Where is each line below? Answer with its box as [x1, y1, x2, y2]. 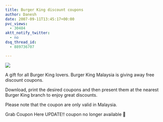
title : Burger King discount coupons [5, 7, 84, 12]
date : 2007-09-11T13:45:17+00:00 [5, 16, 75, 21]
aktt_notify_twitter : [5, 30, 50, 35]
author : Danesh [5, 12, 37, 17]
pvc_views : [5, 21, 28, 26]
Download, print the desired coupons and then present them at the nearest [5, 87, 159, 93]
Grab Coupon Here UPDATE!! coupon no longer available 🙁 [5, 111, 126, 117]
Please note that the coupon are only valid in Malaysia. [5, 102, 117, 108]
